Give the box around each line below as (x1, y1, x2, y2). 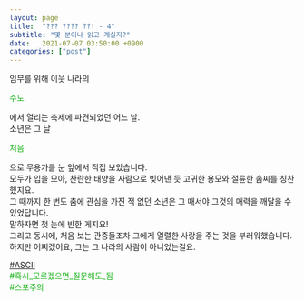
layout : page (9, 13, 59, 23)
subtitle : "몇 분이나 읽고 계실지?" (9, 30, 132, 39)
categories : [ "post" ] (9, 47, 92, 56)
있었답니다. (9, 207, 49, 218)
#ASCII (9, 260, 36, 271)
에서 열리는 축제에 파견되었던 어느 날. (9, 112, 141, 123)
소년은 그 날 (9, 124, 52, 135)
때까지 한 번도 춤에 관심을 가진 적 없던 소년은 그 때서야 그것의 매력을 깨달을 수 (18, 196, 292, 207)
